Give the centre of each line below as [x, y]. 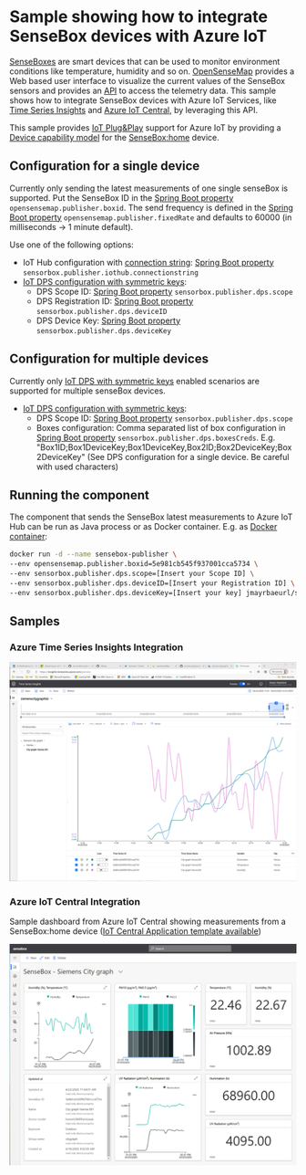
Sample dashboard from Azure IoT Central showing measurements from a [148, 922]
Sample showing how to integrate [139, 17]
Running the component [80, 495]
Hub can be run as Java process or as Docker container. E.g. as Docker [143, 527]
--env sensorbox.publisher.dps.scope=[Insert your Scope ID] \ [132, 574]
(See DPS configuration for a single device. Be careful [188, 456]
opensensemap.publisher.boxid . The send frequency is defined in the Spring [152, 207]
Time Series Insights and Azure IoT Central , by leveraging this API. [133, 110]
